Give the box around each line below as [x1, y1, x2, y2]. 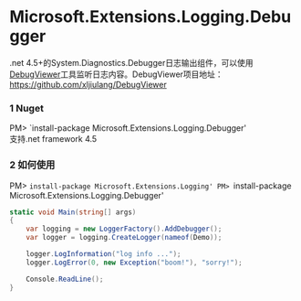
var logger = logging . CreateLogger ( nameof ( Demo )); [26, 233, 223, 242]
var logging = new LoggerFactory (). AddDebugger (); [26, 224, 223, 234]
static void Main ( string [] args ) [9, 208, 137, 217]
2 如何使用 [9, 158, 56, 171]
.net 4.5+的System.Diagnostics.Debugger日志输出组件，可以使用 [9, 57, 254, 68]
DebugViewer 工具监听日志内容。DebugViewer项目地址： [9, 69, 223, 80]
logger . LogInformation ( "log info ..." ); [26, 250, 182, 259]
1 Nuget [9, 102, 44, 114]
